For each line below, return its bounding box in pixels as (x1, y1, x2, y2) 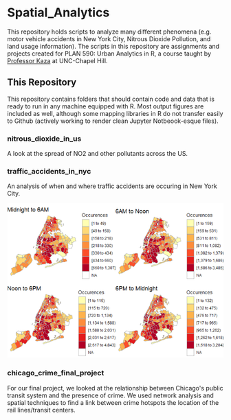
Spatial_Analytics (7, 5, 110, 21)
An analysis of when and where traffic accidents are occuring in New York (7, 182, 218, 190)
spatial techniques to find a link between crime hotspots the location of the (7, 398, 219, 406)
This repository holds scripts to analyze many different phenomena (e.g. (7, 27, 212, 36)
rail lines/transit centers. (7, 406, 76, 414)
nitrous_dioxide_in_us (7, 134, 82, 143)
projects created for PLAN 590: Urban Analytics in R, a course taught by (7, 49, 212, 58)
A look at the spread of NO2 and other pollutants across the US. (7, 150, 188, 158)
